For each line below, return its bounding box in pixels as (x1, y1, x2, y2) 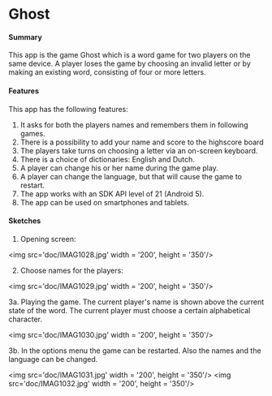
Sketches (8, 216, 41, 226)
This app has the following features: (8, 104, 128, 114)
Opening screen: (19, 234, 76, 243)
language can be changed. (8, 354, 98, 364)
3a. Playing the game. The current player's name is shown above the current (8, 297, 265, 307)
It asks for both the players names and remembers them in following (19, 119, 248, 130)
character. (8, 314, 43, 324)
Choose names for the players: (19, 265, 123, 275)
